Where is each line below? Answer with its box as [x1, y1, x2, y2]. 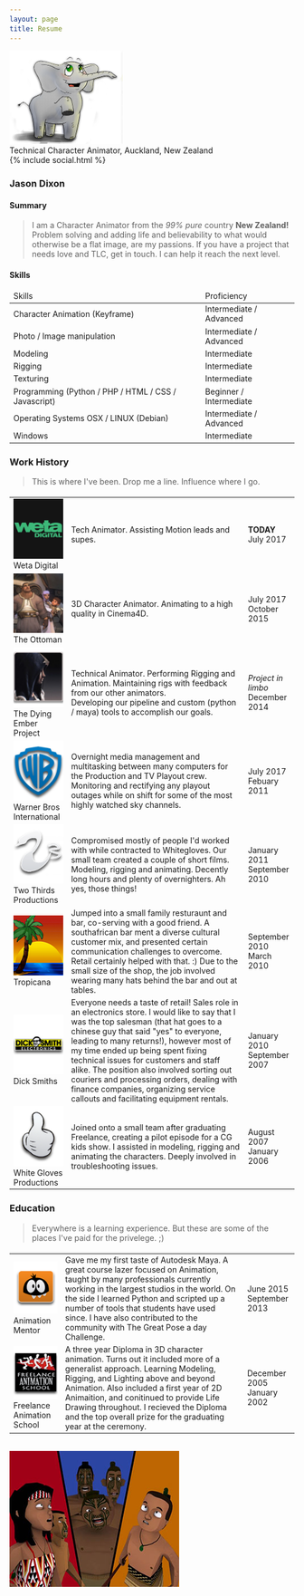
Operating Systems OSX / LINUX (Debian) [13, 413, 169, 424]
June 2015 [247, 1283, 290, 1294]
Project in [247, 673, 283, 684]
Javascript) [13, 395, 56, 407]
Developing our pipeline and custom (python [71, 697, 237, 707]
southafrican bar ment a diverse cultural [71, 927, 220, 937]
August [247, 1127, 275, 1138]
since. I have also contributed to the [64, 1312, 198, 1322]
